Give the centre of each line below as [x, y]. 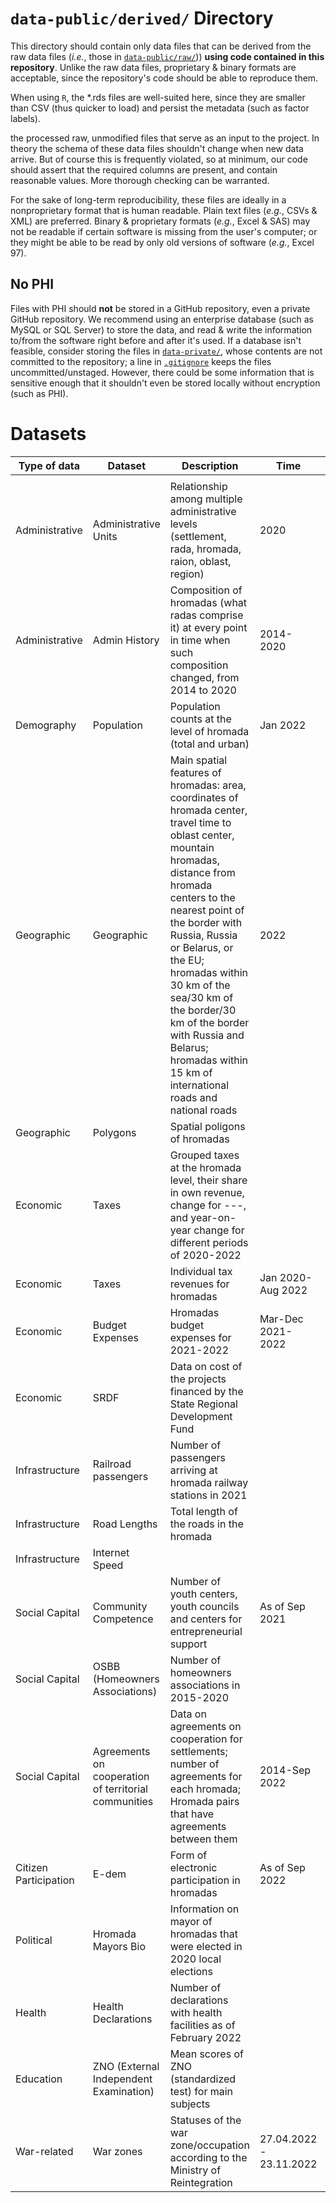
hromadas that [203, 1934]
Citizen [32, 1867]
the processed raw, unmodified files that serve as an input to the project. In [165, 138]
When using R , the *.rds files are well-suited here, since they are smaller [158, 97]
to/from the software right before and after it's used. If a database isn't [156, 340]
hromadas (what [208, 602]
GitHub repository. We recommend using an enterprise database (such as [162, 319]
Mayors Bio [119, 1946]
